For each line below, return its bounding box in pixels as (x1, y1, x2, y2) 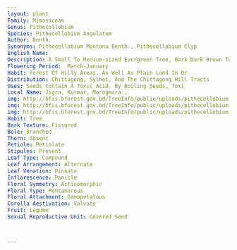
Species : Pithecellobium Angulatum (7, 30, 112, 37)
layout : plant (7, 10, 49, 18)
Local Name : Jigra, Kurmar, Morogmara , (7, 89, 128, 96)
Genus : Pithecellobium (7, 23, 74, 30)
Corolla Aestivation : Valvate (7, 200, 97, 208)
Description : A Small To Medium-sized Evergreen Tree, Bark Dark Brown (7, 56, 222, 63)
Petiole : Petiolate (7, 142, 65, 149)
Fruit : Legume (7, 207, 49, 214)
